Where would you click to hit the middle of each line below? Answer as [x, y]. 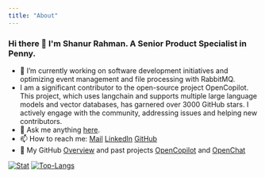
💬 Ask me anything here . [60, 130]
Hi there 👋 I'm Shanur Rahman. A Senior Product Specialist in [128, 43]
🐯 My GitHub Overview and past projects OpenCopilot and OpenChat [132, 150]
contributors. [41, 121]
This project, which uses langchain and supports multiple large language [138, 95]
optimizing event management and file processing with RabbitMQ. [127, 79]
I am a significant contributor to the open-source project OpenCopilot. [134, 87]
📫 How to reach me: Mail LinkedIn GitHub [88, 138]
